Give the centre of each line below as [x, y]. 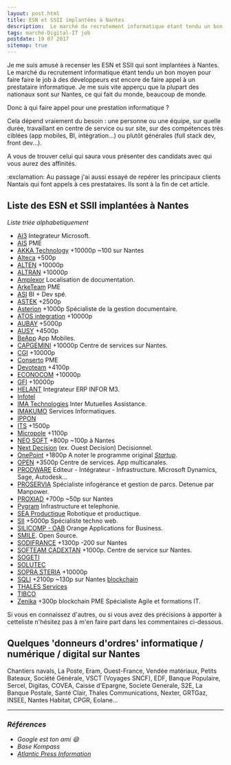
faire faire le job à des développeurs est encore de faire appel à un [101, 79]
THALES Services [42, 586]
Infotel [26, 396]
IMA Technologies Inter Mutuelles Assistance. [82, 404]
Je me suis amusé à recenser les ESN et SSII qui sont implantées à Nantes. [113, 65]
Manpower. [33, 491]
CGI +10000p [36, 352]
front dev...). [25, 143]
